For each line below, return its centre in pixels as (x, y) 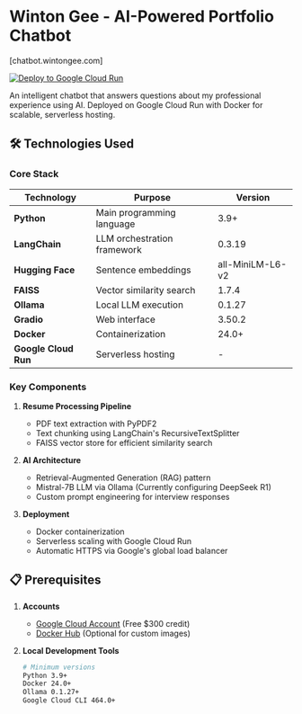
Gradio (28, 319)
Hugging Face (44, 270)
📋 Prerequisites (55, 580)
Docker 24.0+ (47, 684)
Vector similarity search (146, 290)
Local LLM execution (140, 305)
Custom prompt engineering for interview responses (133, 496)
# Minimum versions (59, 667)
